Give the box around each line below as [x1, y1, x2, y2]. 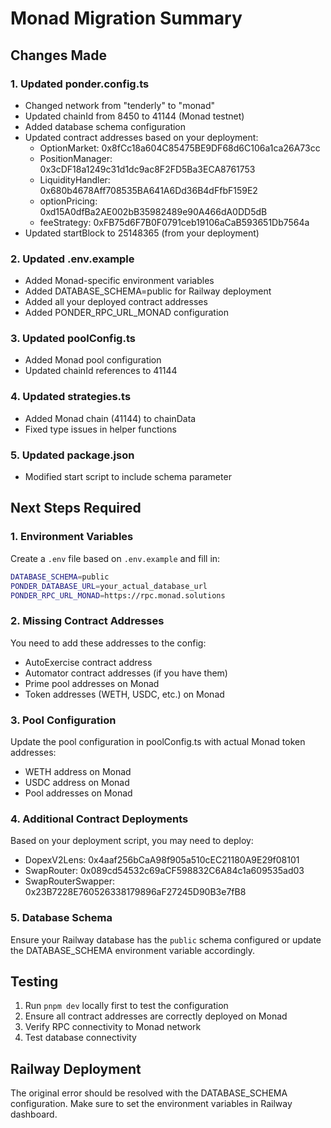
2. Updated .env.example [10, 252, 135, 266]
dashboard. [10, 1108, 58, 1121]
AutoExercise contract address [24, 656, 153, 668]
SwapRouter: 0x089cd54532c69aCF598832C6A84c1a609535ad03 [24, 865, 305, 877]
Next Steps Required [10, 500, 142, 517]
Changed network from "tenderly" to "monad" [24, 99, 216, 111]
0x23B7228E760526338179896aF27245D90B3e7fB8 [24, 886, 247, 898]
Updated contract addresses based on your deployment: [24, 131, 259, 143]
